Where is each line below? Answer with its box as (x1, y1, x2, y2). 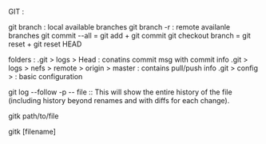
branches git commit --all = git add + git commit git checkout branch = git (8, 31, 252, 40)
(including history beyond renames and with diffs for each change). (8, 96, 230, 105)
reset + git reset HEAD (8, 39, 82, 49)
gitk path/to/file (8, 111, 59, 121)
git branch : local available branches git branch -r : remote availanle (8, 22, 231, 31)
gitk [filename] (8, 127, 56, 136)
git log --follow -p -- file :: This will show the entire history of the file (8, 87, 233, 97)
